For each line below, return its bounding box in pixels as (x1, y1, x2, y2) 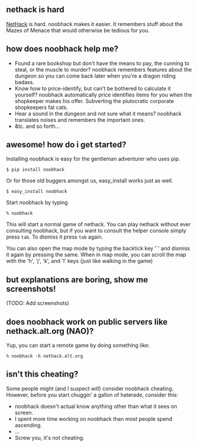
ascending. (14, 422, 43, 429)
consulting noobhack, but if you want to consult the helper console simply (6, 227, 187, 234)
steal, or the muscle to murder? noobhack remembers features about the (14, 66, 192, 73)
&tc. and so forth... (14, 123, 60, 130)
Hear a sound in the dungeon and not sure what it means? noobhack (14, 110, 182, 117)
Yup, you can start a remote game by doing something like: (6, 342, 150, 349)
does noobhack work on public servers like (6, 317, 168, 327)
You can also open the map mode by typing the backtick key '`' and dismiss (6, 245, 190, 252)
